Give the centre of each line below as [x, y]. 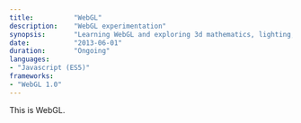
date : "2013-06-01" [66, 43]
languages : [30, 59]
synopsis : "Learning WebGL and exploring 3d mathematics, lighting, [152, 34]
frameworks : [31, 76]
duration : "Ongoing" [60, 51]
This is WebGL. [37, 110]
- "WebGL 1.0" [36, 84]
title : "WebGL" [56, 18]
